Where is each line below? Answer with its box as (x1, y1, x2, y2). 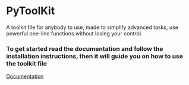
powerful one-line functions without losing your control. (6, 30, 143, 37)
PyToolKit (6, 4, 55, 18)
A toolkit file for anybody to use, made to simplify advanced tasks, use (6, 24, 178, 31)
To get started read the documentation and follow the (6, 44, 163, 53)
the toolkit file (6, 59, 48, 67)
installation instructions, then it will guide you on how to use (6, 52, 183, 60)
